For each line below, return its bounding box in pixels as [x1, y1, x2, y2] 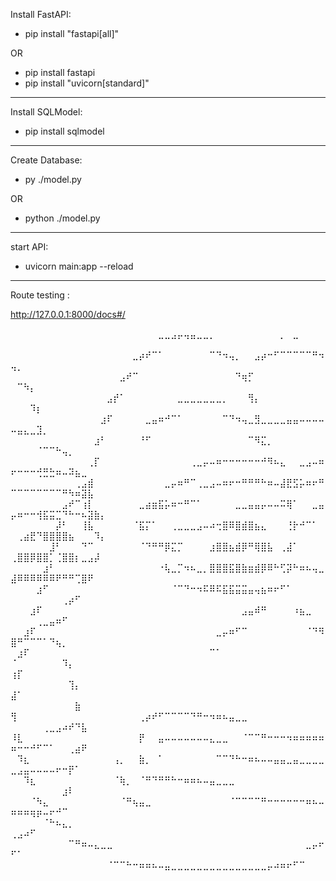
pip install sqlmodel [24, 125, 105, 137]
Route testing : [10, 289, 70, 301]
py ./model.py [24, 174, 82, 185]
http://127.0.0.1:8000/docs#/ [10, 309, 126, 320]
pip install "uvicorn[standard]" [24, 77, 150, 89]
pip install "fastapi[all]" [24, 28, 120, 39]
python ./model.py [24, 212, 101, 224]
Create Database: [10, 154, 83, 166]
